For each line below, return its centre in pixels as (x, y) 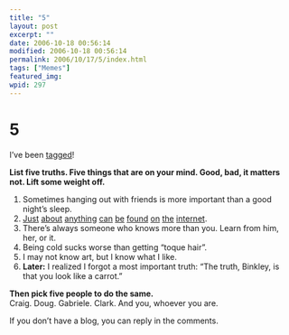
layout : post (34, 26)
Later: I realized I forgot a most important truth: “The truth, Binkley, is (151, 266)
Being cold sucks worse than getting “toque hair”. (115, 247)
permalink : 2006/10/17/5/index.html (78, 60)
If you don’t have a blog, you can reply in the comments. (114, 321)
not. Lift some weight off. (57, 181)
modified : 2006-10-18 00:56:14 (68, 51)
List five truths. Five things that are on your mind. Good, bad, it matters (145, 172)
